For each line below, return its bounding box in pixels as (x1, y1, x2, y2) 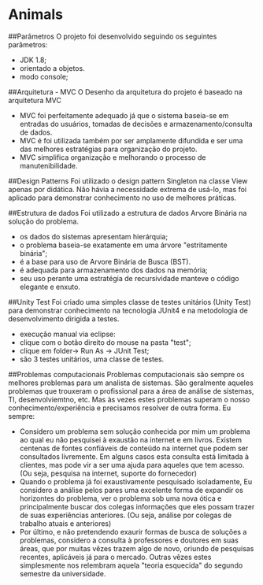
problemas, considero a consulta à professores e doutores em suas (19, 535, 239, 545)
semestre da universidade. (19, 568, 106, 578)
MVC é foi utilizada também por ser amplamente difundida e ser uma (19, 135, 243, 145)
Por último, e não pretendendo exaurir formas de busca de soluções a (19, 527, 247, 536)
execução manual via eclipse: (19, 329, 116, 339)
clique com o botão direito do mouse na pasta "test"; (19, 337, 191, 347)
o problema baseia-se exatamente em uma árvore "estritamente (19, 240, 228, 250)
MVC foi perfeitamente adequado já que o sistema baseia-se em (19, 110, 229, 120)
